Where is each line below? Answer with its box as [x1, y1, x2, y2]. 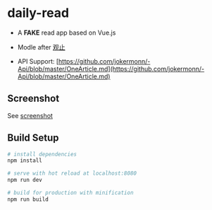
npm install [7, 157, 42, 164]
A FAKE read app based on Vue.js [17, 28, 116, 37]
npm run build [7, 196, 49, 203]
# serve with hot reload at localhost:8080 [7, 170, 137, 177]
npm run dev [7, 177, 42, 184]
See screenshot [7, 111, 53, 119]
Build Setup [7, 132, 59, 144]
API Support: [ [17, 57, 59, 65]
